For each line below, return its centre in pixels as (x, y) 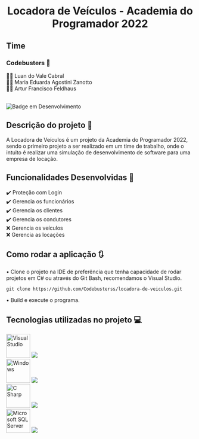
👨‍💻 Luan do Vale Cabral (35, 75)
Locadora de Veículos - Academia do (100, 11)
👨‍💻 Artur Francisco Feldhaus (41, 89)
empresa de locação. (32, 158)
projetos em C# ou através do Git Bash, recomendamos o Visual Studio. (94, 278)
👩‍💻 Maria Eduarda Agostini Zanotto (49, 82)
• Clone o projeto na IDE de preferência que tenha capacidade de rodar (94, 272)
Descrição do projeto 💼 (49, 125)
